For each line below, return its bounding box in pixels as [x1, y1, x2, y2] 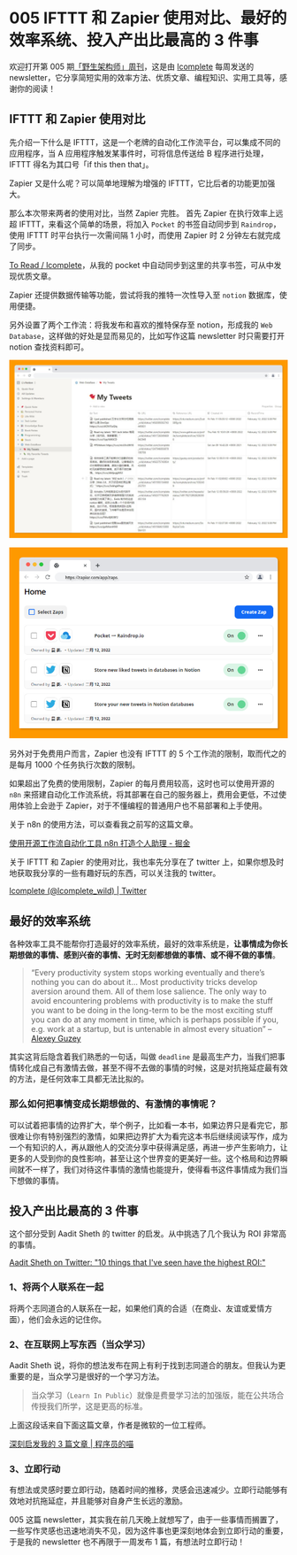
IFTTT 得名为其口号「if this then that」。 [9, 158, 154, 169]
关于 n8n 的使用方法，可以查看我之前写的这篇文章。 [9, 820, 199, 830]
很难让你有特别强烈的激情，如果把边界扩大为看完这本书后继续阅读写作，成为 [9, 1130, 288, 1142]
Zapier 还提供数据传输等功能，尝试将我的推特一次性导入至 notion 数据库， [9, 289, 280, 300]
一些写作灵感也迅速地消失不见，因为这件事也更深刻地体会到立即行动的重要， [9, 1526, 288, 1536]
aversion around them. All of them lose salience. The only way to [30, 986, 267, 997]
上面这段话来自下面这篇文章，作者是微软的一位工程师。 [9, 1420, 210, 1430]
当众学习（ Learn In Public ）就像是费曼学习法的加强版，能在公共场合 [30, 1389, 285, 1400]
